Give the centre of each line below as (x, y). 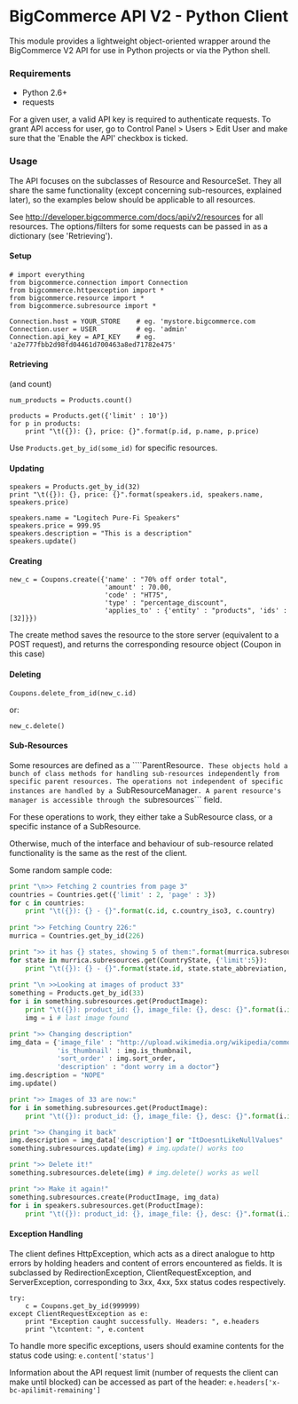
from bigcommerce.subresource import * (83, 305)
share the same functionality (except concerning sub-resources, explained (145, 190)
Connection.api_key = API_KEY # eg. (83, 337)
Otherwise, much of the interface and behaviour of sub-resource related (141, 843)
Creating (26, 560)
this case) (27, 654)
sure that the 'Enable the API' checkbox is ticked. (99, 139)
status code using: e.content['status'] (82, 1355)
